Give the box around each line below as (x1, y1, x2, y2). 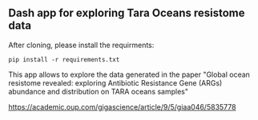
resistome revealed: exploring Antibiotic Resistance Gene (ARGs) (8, 78, 223, 87)
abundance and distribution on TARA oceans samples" (8, 86, 189, 96)
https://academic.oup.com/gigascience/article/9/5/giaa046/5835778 (8, 102, 236, 111)
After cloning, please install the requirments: (8, 40, 155, 50)
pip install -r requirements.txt (8, 55, 120, 63)
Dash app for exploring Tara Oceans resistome (8, 6, 245, 20)
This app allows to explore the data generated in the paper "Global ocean (8, 70, 251, 79)
